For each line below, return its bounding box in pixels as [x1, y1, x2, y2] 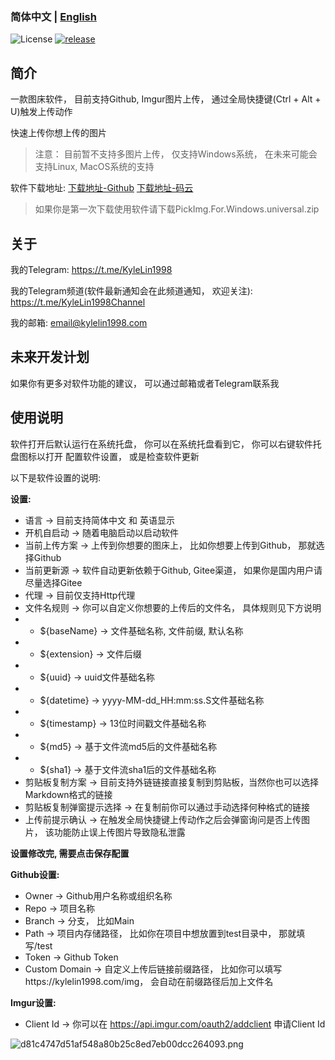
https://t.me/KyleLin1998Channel [10, 296, 146, 308]
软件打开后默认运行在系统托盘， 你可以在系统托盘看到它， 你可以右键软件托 [10, 438, 322, 450]
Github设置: [10, 868, 60, 880]
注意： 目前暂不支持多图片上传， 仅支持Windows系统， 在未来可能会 [34, 148, 318, 160]
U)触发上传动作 [10, 106, 73, 118]
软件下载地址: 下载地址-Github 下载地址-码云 [10, 182, 194, 194]
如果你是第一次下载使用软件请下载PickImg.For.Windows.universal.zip [34, 203, 320, 215]
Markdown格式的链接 [24, 788, 113, 800]
